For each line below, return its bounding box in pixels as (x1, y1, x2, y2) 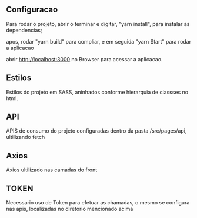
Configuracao (6, 5, 58, 15)
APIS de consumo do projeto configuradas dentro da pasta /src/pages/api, (6, 127, 187, 134)
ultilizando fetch (6, 134, 45, 141)
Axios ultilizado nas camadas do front (6, 166, 98, 173)
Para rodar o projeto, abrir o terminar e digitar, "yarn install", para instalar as (6, 20, 190, 27)
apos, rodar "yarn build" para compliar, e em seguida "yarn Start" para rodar (6, 38, 192, 45)
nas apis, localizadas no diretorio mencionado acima (6, 206, 133, 213)
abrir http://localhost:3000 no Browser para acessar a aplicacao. (6, 55, 163, 62)
